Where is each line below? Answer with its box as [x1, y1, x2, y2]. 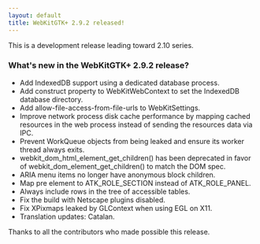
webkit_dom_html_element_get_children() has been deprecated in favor [19, 153, 251, 162]
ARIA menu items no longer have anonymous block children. [19, 170, 216, 179]
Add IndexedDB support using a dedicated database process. [19, 78, 220, 87]
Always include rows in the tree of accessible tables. [19, 187, 191, 196]
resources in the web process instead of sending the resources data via [19, 120, 253, 129]
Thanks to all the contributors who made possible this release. [8, 227, 210, 236]
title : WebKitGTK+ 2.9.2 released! [8, 19, 125, 27]
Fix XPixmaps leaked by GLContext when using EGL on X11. [19, 203, 213, 213]
